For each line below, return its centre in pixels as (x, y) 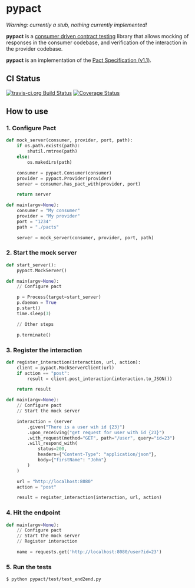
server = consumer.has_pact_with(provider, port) (79, 184)
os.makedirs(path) (50, 162)
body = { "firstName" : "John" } (72, 460)
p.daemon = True (37, 303)
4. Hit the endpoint (33, 513)
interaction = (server (44, 421)
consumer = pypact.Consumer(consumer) (64, 173)
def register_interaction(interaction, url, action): (74, 362)
